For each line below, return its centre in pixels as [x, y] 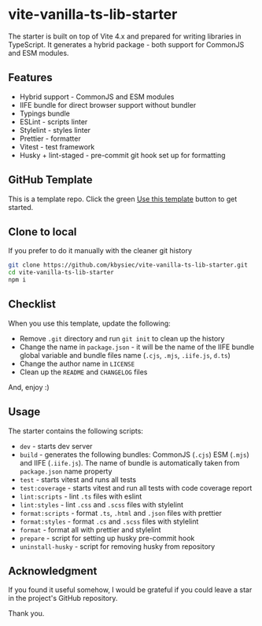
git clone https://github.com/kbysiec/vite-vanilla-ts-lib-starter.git [128, 265]
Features [30, 77]
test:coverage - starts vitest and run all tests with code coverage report [136, 488]
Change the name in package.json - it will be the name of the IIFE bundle [137, 347]
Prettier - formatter [50, 138]
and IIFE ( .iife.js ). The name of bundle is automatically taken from [129, 462]
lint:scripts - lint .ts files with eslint [81, 496]
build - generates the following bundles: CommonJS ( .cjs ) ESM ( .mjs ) [134, 455]
